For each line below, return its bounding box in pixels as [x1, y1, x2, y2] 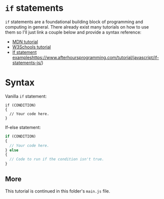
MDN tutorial [12, 38, 38, 44]
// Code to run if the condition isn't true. [9, 157, 105, 162]
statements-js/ [12, 60, 42, 66]
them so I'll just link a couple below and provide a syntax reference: [5, 29, 141, 35]
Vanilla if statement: [5, 93, 47, 99]
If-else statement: [5, 124, 41, 130]
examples [12, 54, 32, 60]
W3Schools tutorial [12, 44, 51, 50]
